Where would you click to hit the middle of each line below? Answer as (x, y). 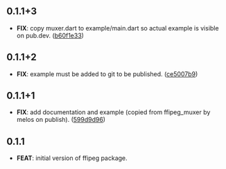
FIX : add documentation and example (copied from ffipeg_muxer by (113, 112)
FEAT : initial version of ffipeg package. (72, 158)
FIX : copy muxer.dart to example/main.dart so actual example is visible (118, 28)
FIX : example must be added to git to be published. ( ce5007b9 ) (107, 74)
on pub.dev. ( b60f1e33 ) (50, 35)
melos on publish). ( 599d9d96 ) (61, 120)
